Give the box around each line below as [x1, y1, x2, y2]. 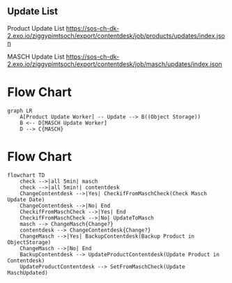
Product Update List [7, 24, 65, 32]
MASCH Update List [7, 52, 65, 61]
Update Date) [7, 196, 45, 203]
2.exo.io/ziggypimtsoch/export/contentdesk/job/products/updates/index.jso [7, 31, 225, 40]
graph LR [7, 107, 33, 114]
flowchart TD [7, 171, 45, 178]
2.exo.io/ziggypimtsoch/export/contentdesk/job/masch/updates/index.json [7, 59, 223, 68]
